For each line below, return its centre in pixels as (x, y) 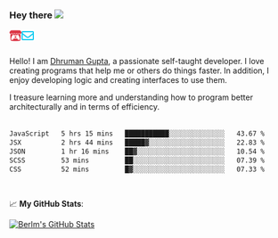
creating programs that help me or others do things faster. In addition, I (139, 70)
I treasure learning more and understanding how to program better (131, 97)
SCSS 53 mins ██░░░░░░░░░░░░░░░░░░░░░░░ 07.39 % (137, 160)
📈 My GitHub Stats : (47, 204)
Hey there (31, 15)
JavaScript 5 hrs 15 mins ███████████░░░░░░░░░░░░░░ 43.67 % (137, 134)
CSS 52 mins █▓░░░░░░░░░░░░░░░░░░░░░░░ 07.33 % (137, 169)
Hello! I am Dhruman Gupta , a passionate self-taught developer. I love (137, 62)
